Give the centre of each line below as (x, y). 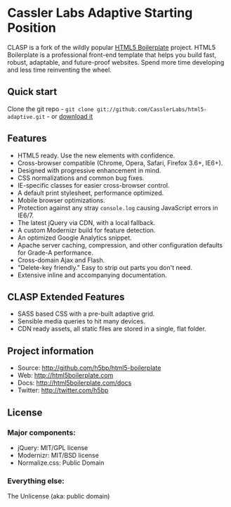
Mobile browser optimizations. (61, 200)
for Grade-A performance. (55, 252)
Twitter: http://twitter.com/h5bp (63, 390)
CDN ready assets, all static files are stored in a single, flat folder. (112, 329)
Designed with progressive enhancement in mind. (89, 170)
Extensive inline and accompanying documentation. (92, 275)
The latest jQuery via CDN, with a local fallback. (86, 222)
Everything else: (36, 481)
